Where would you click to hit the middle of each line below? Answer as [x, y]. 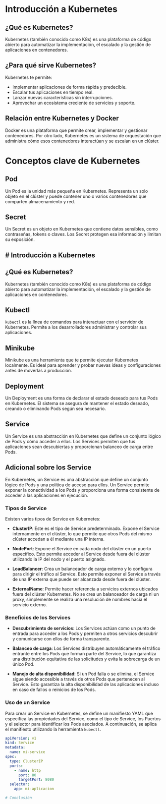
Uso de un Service [28, 702]
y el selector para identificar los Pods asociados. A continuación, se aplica [81, 724]
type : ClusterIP [26, 761]
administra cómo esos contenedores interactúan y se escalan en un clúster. [82, 141]
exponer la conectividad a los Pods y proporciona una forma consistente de [83, 490]
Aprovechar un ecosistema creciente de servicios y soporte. [74, 103]
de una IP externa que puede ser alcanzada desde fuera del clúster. [82, 579]
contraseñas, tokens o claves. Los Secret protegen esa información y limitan [83, 234]
